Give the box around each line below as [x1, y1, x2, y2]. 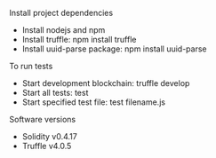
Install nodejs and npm [21, 25, 106, 35]
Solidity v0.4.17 [21, 131, 77, 141]
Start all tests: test [21, 88, 89, 98]
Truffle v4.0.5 [21, 141, 72, 151]
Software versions [9, 115, 76, 124]
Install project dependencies [9, 8, 114, 18]
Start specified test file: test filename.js [21, 97, 166, 107]
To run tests [9, 61, 53, 71]
